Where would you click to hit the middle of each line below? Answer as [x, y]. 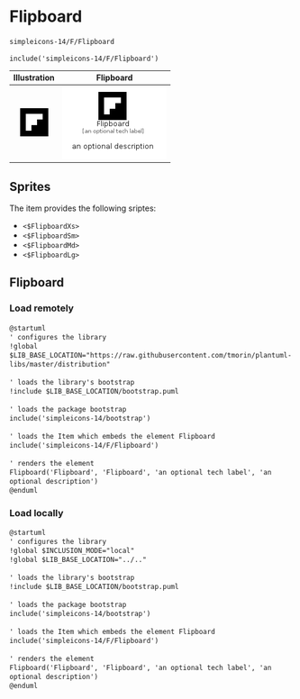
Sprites [30, 186]
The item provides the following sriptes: [83, 208]
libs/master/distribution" [60, 364]
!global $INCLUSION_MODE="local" [72, 550]
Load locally [36, 513]
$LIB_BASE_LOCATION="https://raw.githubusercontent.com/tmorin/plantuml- [151, 355]
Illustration [34, 77]
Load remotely [42, 308]
